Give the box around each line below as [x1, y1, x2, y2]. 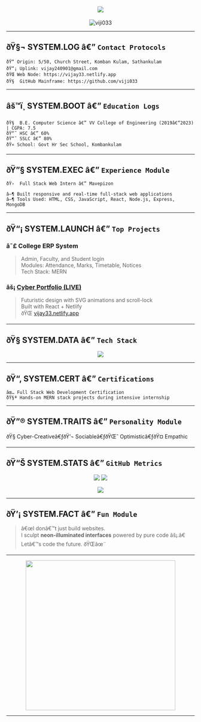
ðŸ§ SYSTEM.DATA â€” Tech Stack [6, 335, 138, 345]
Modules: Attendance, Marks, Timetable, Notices [20, 261, 142, 269]
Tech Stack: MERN [20, 268, 67, 275]
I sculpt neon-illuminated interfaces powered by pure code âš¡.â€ [20, 531, 185, 539]
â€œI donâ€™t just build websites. [20, 525, 106, 532]
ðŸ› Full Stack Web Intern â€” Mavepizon [6, 180, 114, 187]
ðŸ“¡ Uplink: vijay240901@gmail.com [6, 65, 98, 71]
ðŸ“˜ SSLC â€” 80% [6, 136, 52, 142]
